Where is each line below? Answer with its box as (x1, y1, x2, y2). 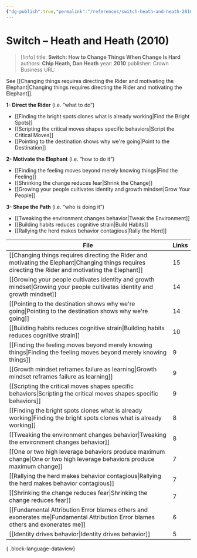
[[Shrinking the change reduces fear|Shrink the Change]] (14, 179, 153, 186)
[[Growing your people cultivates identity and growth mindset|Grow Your (14, 185, 191, 192)
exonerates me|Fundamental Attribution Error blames (9, 513, 155, 521)
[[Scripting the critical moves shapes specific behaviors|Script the (14, 125, 175, 132)
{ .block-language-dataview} (6, 545, 76, 552)
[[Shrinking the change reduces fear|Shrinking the (9, 489, 148, 497)
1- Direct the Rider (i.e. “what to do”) (6, 101, 95, 108)
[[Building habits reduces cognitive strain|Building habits (9, 324, 165, 332)
